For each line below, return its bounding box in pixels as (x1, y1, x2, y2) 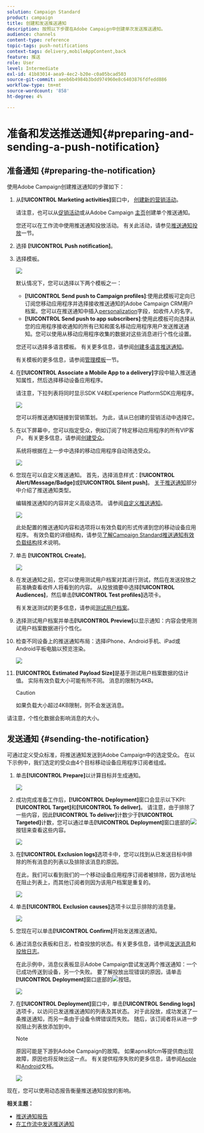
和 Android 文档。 (15, 1063, 57, 1070)
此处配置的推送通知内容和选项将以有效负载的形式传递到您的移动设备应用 (15, 523, 196, 531)
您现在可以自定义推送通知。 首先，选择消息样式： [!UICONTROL (15, 471, 175, 478)
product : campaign (7, 15, 53, 21)
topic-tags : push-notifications (7, 43, 88, 49)
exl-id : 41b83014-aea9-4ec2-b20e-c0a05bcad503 (7, 71, 127, 77)
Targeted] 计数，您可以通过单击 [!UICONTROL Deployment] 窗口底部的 (15, 819, 191, 826)
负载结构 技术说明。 (15, 538, 64, 546)
